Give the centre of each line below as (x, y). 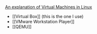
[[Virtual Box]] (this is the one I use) (48, 16)
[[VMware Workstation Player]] (43, 22)
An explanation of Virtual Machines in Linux (49, 7)
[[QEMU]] (22, 27)
